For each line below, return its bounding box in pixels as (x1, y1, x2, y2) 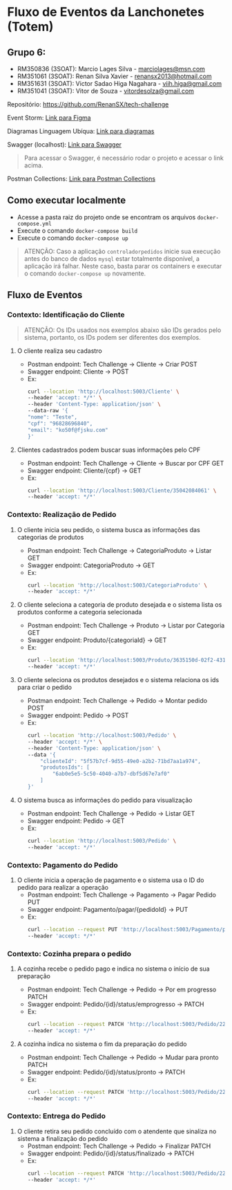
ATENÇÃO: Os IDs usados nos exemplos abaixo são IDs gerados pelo (23, 326, 222, 334)
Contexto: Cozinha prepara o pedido (7, 949, 131, 958)
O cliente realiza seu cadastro (17, 347, 102, 355)
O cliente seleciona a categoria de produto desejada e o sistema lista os (17, 601, 222, 609)
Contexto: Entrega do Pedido (7, 1111, 106, 1121)
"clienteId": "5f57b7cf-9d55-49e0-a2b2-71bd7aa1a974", (40, 758, 202, 765)
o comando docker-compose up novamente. (23, 269, 146, 277)
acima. (23, 161, 43, 170)
